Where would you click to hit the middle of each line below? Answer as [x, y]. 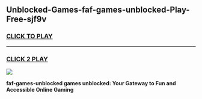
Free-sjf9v [26, 19]
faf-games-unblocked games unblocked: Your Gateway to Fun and [91, 83]
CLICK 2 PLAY [27, 59]
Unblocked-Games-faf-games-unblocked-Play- [98, 10]
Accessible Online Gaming [40, 89]
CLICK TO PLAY [29, 37]
